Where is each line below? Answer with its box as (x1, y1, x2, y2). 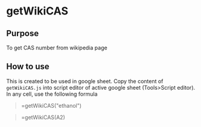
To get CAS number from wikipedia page (6, 44, 107, 51)
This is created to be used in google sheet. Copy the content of (6, 77, 164, 85)
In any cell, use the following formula (6, 90, 98, 98)
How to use (6, 61, 49, 72)
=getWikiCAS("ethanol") (21, 102, 82, 109)
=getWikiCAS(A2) (21, 113, 65, 121)
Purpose (6, 28, 39, 39)
